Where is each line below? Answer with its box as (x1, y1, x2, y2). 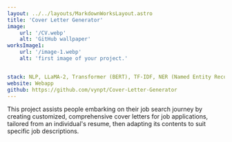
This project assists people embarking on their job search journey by (7, 105, 202, 114)
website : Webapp (7, 80, 54, 87)
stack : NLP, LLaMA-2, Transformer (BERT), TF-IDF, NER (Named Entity (7, 73, 212, 80)
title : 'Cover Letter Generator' (7, 17, 104, 23)
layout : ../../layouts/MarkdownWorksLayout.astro (7, 10, 153, 17)
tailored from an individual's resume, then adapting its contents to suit (7, 120, 206, 128)
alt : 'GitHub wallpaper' (19, 36, 91, 43)
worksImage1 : (7, 42, 45, 49)
